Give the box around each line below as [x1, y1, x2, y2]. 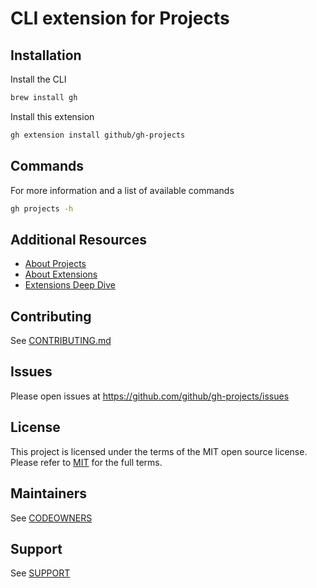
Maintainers [10, 485, 88, 502]
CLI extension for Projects [10, 7, 230, 30]
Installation [10, 47, 82, 64]
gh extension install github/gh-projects [10, 130, 186, 140]
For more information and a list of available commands [10, 184, 235, 196]
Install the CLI [10, 73, 67, 85]
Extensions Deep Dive [24, 279, 116, 291]
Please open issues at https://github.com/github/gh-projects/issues [10, 390, 290, 402]
